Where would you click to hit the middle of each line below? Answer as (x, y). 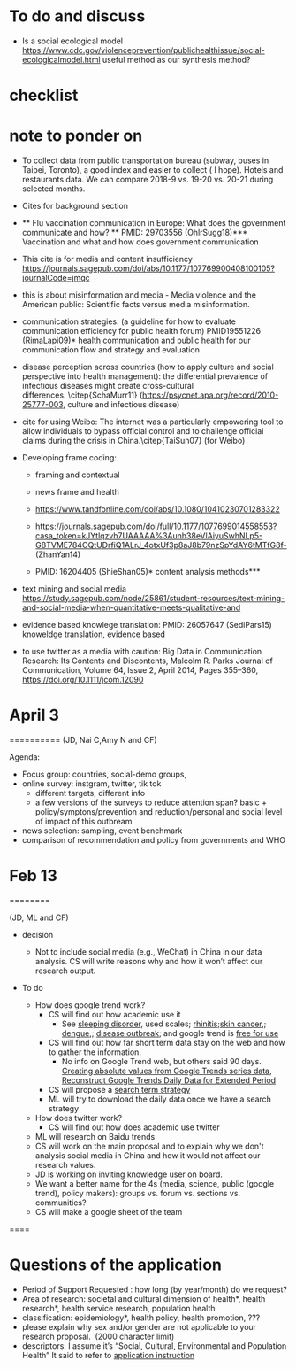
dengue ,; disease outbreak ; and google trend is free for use (170, 1033)
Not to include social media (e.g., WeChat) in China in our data (148, 951)
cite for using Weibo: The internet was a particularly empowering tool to (152, 422)
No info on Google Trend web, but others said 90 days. (162, 1061)
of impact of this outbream (83, 821)
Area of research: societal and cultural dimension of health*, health (144, 1298)
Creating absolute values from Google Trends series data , (167, 1071)
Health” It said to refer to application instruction (108, 1355)
